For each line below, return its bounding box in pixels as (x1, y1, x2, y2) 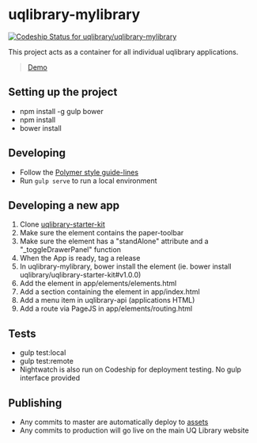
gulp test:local (19, 348, 66, 357)
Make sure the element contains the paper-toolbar (19, 228, 184, 238)
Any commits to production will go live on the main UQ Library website (19, 426, 249, 435)
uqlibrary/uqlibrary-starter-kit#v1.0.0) (19, 270, 142, 280)
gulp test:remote (19, 357, 74, 366)
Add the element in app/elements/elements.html (19, 279, 177, 288)
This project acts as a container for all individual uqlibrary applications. (8, 47, 239, 56)
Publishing (8, 396, 62, 410)
